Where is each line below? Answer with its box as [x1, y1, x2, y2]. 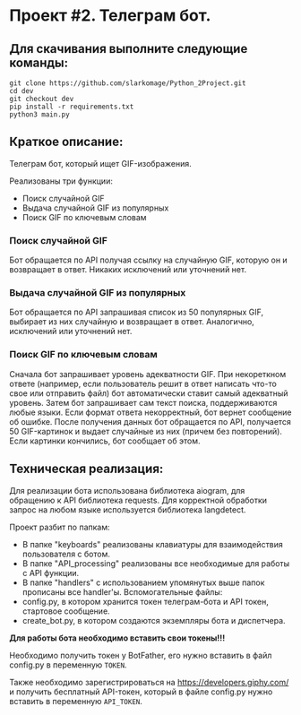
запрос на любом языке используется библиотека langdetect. [9, 504, 246, 515]
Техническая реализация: [9, 461, 164, 477]
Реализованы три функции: [9, 176, 114, 186]
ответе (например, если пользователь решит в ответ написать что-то [9, 378, 278, 389]
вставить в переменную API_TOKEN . [9, 695, 143, 706]
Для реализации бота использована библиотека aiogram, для [9, 485, 245, 495]
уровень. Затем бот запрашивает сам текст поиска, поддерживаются [9, 397, 278, 408]
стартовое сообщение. [21, 606, 110, 616]
